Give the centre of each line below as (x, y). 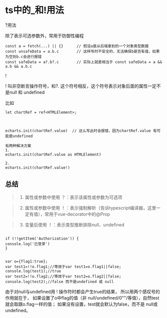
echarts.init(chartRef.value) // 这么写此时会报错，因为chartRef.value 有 (81, 130)
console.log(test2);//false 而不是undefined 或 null (60, 281)
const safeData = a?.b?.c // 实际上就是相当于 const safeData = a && (84, 62)
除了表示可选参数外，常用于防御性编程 (44, 35)
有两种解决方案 (18, 145)
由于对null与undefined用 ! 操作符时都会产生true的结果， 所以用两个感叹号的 (83, 291)
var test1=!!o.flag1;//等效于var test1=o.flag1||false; (63, 266)
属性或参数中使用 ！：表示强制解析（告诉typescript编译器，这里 (90, 207)
